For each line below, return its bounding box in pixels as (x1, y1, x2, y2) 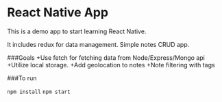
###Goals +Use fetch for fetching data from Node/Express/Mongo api (7, 53, 206, 62)
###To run (7, 73, 37, 82)
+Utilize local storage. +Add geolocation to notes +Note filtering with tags (7, 61, 215, 69)
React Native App (7, 5, 108, 20)
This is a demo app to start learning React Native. (7, 27, 147, 35)
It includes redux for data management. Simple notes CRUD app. (7, 40, 190, 48)
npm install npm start (7, 88, 71, 95)
